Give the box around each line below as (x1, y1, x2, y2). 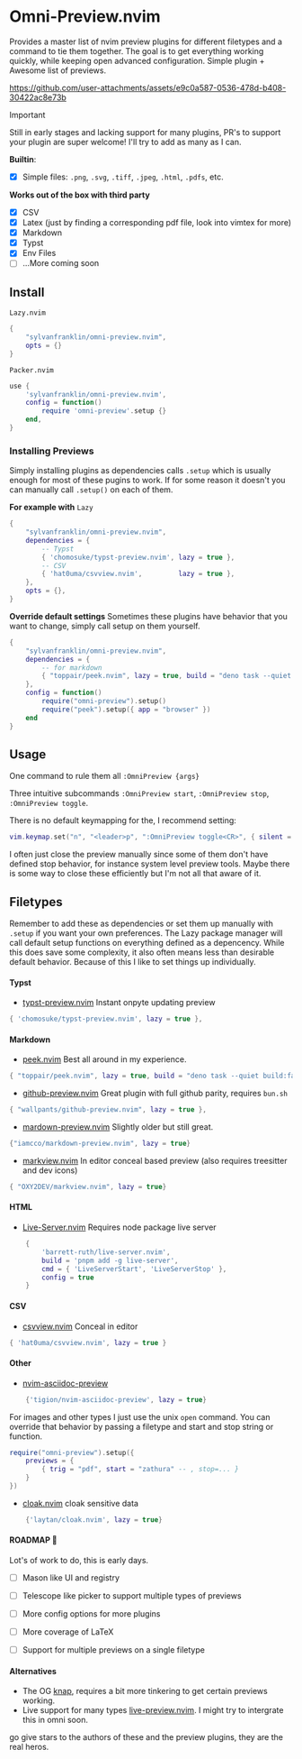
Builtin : (9, 153, 37, 164)
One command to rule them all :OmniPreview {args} (9, 771, 200, 782)
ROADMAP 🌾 (9, 1535, 58, 1545)
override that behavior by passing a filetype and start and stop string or (9, 1421, 274, 1432)
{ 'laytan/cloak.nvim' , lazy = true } (25, 1515, 164, 1525)
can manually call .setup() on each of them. (9, 484, 173, 495)
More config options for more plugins (22, 1608, 161, 1619)
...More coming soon (22, 258, 100, 269)
